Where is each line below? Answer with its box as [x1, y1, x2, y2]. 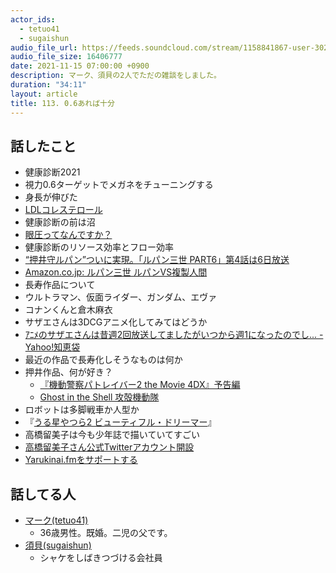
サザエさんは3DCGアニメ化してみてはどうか [24, 316, 208, 328]
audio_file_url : [10, 42, 78, 53]
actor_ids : [10, 14, 56, 25]
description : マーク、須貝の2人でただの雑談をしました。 [10, 71, 222, 81]
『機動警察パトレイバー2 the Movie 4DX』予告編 [39, 379, 241, 391]
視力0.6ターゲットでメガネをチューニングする [24, 179, 214, 191]
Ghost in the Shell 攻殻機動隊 [39, 391, 160, 403]
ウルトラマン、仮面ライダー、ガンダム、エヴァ [24, 291, 218, 303]
